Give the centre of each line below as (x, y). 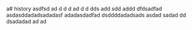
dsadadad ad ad (27, 21)
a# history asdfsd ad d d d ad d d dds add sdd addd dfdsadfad (84, 9)
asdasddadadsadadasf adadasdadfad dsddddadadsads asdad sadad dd (96, 15)
